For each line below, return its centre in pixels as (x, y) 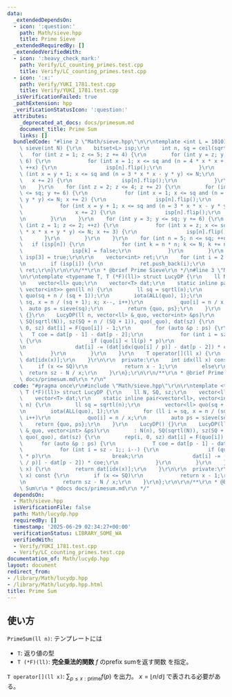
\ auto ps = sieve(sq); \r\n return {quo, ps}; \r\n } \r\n (120, 309)
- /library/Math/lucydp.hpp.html (55, 585)
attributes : (31, 116)
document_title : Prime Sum (58, 129)
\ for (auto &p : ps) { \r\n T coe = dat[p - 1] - (117, 443)
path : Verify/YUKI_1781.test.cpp (68, 84)
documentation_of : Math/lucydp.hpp (58, 559)
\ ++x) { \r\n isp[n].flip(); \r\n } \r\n (117, 167)
